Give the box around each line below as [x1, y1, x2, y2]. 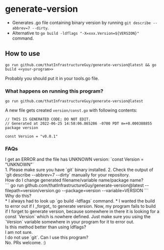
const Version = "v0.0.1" [5, 134, 58, 139]
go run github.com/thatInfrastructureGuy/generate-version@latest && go [5, 62, 157, 67]
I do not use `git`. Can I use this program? [5, 234, 89, 241]
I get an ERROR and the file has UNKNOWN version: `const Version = [5, 156, 144, 162]
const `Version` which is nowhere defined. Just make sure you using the [5, 214, 151, 220]
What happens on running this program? [5, 87, 104, 94]
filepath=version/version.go [5, 188, 61, 194]
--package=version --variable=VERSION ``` [62, 188, 149, 194]
